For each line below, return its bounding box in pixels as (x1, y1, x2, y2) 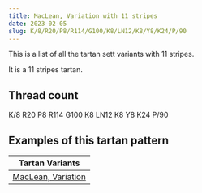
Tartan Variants (19, 157, 80, 169)
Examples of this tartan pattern (8, 133, 169, 147)
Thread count (8, 88, 79, 102)
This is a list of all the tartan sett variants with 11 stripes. (8, 49, 195, 59)
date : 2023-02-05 (8, 19, 67, 28)
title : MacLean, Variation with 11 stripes (8, 11, 158, 20)
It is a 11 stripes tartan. (8, 65, 83, 75)
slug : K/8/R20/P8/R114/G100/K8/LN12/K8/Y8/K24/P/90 (8, 27, 187, 35)
